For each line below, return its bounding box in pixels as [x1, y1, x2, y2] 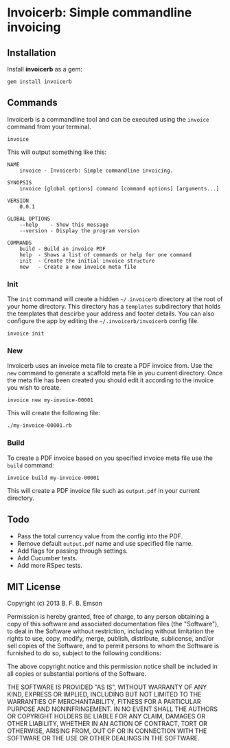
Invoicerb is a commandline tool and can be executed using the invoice [7, 115, 209, 123]
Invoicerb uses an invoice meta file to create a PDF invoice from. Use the [7, 362, 213, 370]
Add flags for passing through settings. [16, 547, 128, 555]
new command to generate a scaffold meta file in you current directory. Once [7, 369, 223, 377]
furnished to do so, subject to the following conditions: [7, 649, 161, 657]
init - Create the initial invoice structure [19, 257, 155, 264]
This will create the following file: [7, 409, 101, 417]
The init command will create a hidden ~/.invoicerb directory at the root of [7, 295, 223, 303]
